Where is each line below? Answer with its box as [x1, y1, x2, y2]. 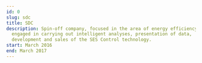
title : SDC [6, 20, 34, 26]
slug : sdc [6, 14, 31, 20]
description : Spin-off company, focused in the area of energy [6, 25, 168, 32]
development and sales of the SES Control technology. [11, 37, 152, 43]
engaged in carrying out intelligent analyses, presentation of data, [11, 31, 192, 37]
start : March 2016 [6, 43, 52, 49]
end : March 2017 [6, 48, 47, 54]
